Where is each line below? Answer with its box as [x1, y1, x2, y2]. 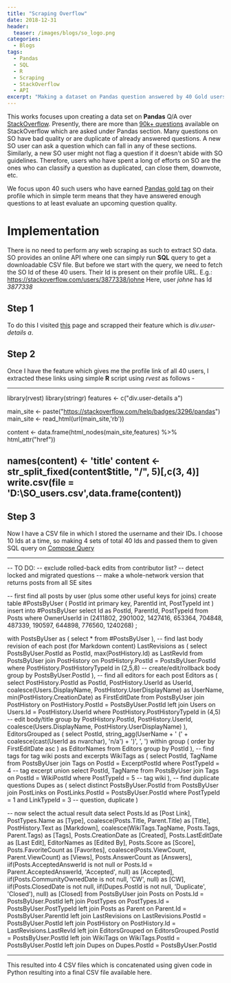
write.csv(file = [7, 477, 74, 488]
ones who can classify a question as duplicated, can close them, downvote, [7, 163, 221, 172]
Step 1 [7, 303, 34, 315]
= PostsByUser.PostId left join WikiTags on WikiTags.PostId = [7, 933, 181, 942]
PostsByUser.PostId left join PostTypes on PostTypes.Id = [7, 897, 170, 905]
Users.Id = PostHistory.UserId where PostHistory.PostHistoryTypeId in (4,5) [7, 708, 221, 716]
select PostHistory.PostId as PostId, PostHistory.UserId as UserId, [7, 678, 194, 686]
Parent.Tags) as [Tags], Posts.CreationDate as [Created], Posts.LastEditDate [7, 831, 223, 839]
